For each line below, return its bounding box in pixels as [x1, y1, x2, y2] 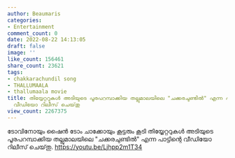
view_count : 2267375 [7, 108, 68, 115]
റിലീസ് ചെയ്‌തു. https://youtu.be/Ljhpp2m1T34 [7, 143, 143, 151]
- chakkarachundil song [7, 75, 77, 82]
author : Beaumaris [7, 10, 61, 17]
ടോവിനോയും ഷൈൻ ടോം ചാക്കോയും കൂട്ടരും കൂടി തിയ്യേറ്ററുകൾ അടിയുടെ [7, 127, 213, 135]
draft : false [7, 43, 45, 50]
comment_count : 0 [7, 29, 58, 37]
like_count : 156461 [7, 56, 64, 63]
